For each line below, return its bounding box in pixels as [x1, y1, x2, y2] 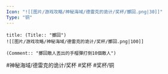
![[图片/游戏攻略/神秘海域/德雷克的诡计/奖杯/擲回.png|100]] [6, 39, 144, 45]
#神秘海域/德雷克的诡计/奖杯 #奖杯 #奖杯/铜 [6, 61, 115, 69]
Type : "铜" [6, 14, 33, 20]
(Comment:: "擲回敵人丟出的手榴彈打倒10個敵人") [6, 50, 116, 56]
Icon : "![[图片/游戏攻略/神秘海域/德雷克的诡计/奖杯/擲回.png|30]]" [6, 8, 163, 15]
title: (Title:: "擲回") [6, 32, 67, 38]
